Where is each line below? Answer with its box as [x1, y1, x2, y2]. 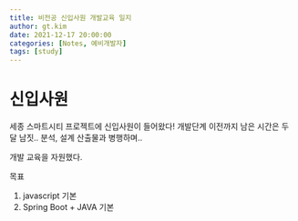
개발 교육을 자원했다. [9, 152, 83, 163]
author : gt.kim [9, 22, 67, 31]
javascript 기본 [22, 190, 77, 201]
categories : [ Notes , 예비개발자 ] [9, 38, 128, 48]
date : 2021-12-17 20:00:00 [9, 30, 112, 39]
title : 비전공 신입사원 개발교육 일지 [9, 13, 132, 23]
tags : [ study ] [9, 47, 64, 56]
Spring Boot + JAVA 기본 [22, 202, 115, 213]
